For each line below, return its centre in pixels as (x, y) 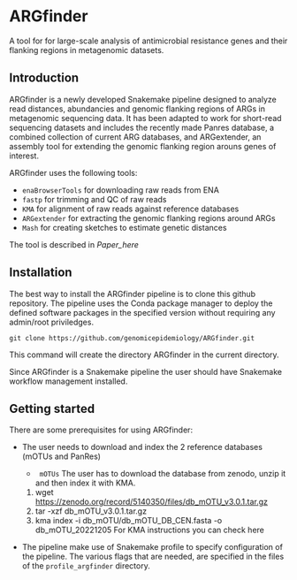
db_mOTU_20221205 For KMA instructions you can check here (150, 530)
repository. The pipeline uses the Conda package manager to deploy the (141, 303)
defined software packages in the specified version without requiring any (142, 312)
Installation (41, 273)
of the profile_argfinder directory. (86, 566)
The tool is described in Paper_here (74, 244)
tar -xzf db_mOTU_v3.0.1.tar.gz (91, 511)
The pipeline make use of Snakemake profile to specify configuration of (152, 547)
